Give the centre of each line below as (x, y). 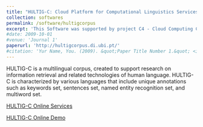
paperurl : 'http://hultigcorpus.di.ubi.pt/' (63, 46)
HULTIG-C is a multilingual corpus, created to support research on (89, 68)
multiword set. (24, 94)
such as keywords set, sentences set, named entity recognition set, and (96, 88)
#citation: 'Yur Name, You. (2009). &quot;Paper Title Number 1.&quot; (98, 51)
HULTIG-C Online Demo (36, 117)
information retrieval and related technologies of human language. (89, 75)
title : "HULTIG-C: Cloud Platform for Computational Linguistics (90, 12)
